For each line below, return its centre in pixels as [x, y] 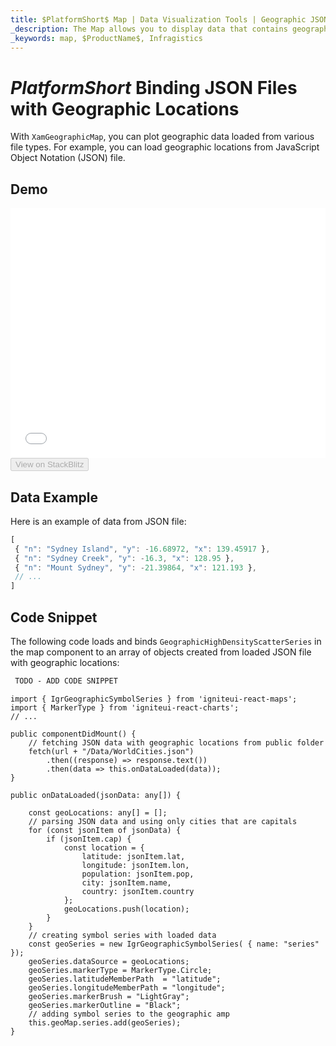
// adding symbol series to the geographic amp [129, 1014]
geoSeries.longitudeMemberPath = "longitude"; [127, 987]
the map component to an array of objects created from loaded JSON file [161, 652]
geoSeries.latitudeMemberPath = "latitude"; [125, 979]
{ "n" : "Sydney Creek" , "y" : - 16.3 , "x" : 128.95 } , [124, 558]
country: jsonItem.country [138, 891]
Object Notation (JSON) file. [68, 158]
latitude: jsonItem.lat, [133, 856]
